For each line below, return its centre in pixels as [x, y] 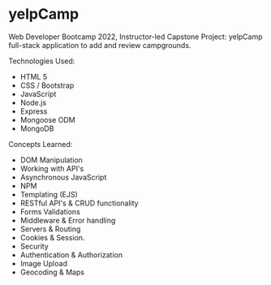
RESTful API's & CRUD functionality [80, 203]
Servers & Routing [50, 229]
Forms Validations [50, 211]
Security [34, 246]
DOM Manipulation [52, 160]
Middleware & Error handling [68, 220]
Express [34, 111]
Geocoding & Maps [52, 272]
